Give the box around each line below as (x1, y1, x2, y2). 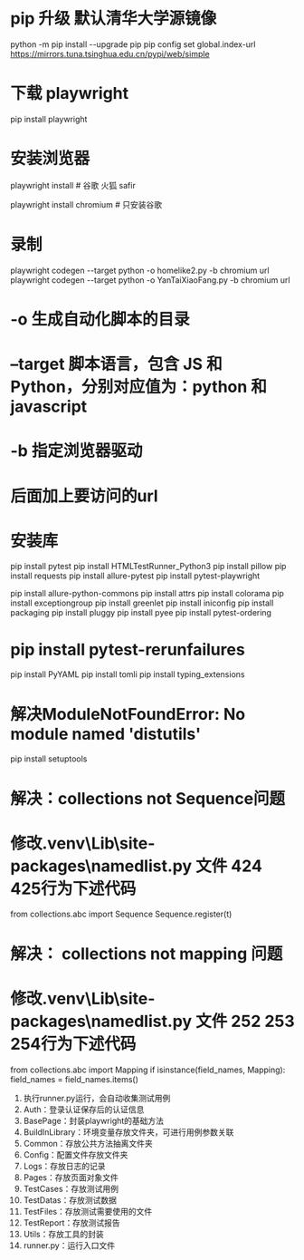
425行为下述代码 (10, 878, 137, 898)
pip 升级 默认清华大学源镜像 (10, 8, 217, 29)
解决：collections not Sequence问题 (10, 788, 286, 809)
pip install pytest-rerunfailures (10, 639, 245, 660)
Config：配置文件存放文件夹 (23, 1149, 128, 1160)
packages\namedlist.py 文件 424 (10, 856, 263, 876)
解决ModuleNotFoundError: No (10, 703, 246, 724)
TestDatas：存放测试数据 (23, 1194, 117, 1206)
